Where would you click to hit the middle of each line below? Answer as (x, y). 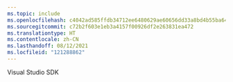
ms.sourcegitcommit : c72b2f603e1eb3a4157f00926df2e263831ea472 (101, 26)
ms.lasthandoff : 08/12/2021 (48, 46)
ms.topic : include (34, 14)
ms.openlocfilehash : (37, 20)
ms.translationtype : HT (42, 33)
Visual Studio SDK (33, 72)
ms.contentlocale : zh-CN (43, 40)
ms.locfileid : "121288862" (46, 53)
